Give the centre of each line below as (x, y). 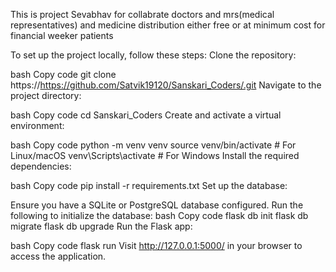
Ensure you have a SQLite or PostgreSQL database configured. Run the (157, 205)
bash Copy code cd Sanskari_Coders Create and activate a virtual (146, 115)
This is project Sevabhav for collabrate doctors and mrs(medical (142, 14)
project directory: (46, 95)
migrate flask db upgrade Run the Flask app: (101, 226)
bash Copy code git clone (63, 74)
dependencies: (41, 166)
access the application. (58, 256)
